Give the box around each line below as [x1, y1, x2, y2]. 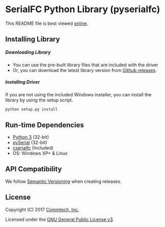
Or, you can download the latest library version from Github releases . [12, 67, 157, 73]
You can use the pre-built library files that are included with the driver [12, 62, 158, 68]
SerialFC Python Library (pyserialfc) [5, 4, 160, 15]
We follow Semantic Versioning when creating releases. [5, 178, 122, 184]
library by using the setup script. [5, 97, 73, 103]
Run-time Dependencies [5, 121, 84, 129]
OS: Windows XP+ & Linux [12, 150, 68, 157]
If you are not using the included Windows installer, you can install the [5, 92, 152, 98]
